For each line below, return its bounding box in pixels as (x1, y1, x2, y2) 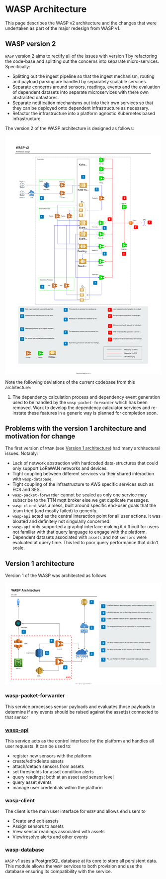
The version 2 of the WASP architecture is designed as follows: (5, 125, 134, 131)
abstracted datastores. (12, 94, 59, 100)
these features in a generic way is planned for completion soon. (27, 410, 158, 416)
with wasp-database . (12, 476, 53, 482)
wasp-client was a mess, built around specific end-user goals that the (12, 502, 157, 509)
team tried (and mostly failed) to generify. (12, 508, 98, 514)
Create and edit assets (12, 818, 59, 824)
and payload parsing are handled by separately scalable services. (12, 78, 148, 84)
